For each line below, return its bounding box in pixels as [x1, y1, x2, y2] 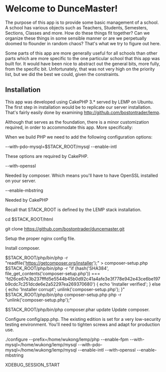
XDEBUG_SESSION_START [5, 362, 60, 368]
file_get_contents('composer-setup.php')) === [5, 270, 100, 276]
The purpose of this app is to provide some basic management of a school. [5, 19, 159, 25]
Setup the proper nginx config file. [5, 235, 76, 241]
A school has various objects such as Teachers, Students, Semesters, [5, 24, 148, 30]
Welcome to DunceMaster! [5, 3, 118, 14]
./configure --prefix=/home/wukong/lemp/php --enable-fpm [5, 336, 129, 342]
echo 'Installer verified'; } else [99, 281, 161, 287]
